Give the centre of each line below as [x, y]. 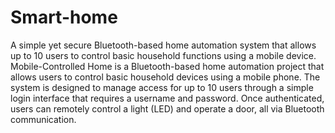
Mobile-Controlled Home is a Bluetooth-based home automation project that [167, 66]
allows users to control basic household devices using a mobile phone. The [165, 77]
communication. [43, 119]
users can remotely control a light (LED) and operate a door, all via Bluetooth [167, 108]
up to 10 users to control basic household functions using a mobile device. [163, 55]
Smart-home [64, 17]
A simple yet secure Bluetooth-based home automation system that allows [163, 45]
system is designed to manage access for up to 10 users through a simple [162, 87]
